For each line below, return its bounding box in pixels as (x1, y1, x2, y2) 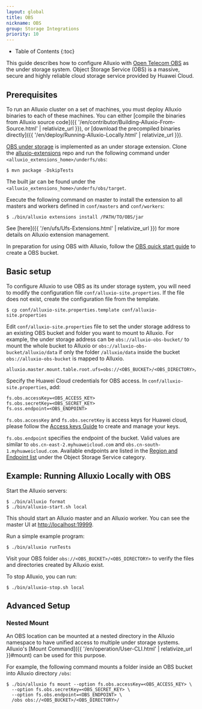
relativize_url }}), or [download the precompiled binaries (42, 125, 181, 132)
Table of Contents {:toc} (14, 48, 75, 55)
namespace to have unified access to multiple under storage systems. (6, 639, 180, 646)
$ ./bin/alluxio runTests (6, 544, 71, 550)
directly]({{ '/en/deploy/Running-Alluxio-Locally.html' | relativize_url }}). (6, 131, 183, 139)
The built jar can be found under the (6, 178, 96, 185)
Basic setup (6, 266, 52, 277)
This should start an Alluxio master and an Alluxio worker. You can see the (6, 514, 190, 522)
